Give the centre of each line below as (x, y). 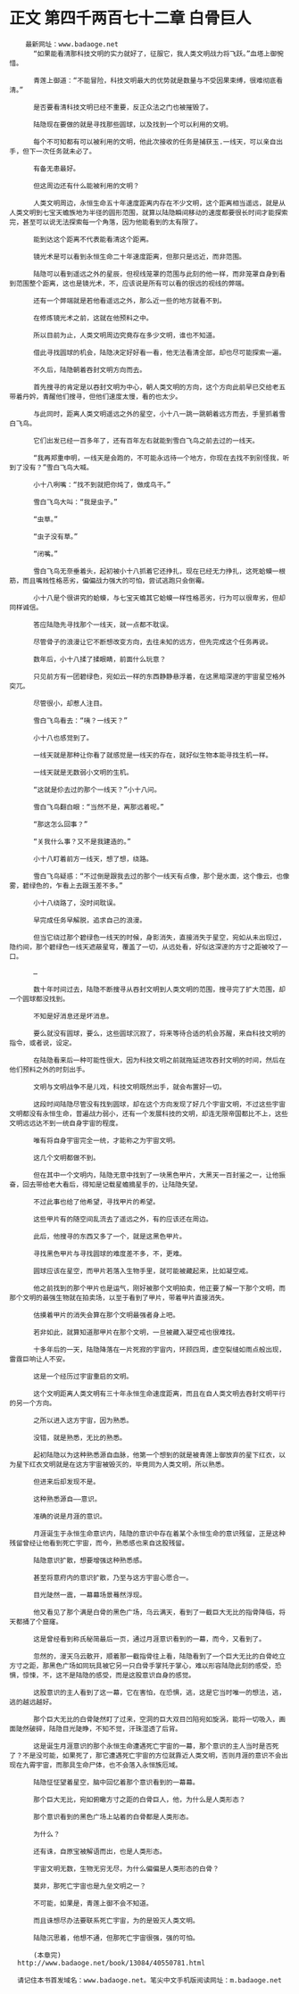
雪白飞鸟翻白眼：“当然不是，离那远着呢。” (99, 807)
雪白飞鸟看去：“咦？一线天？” (80, 720)
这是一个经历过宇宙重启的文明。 (83, 1376)
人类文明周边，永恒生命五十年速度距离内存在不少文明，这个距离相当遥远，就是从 (159, 203)
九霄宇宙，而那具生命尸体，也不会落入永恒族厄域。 (102, 1765)
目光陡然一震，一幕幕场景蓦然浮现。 (90, 1595)
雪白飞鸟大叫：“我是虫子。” (75, 502)
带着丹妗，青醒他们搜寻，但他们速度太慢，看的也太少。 (96, 397)
